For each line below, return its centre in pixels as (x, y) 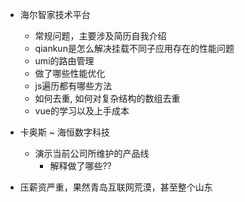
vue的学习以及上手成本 (82, 111)
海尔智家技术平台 (55, 14)
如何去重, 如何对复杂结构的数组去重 (107, 98)
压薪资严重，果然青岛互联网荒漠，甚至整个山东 (116, 187)
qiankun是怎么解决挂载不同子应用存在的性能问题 (134, 48)
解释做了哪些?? (80, 166)
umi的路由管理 (64, 61)
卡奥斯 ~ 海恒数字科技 (64, 132)
